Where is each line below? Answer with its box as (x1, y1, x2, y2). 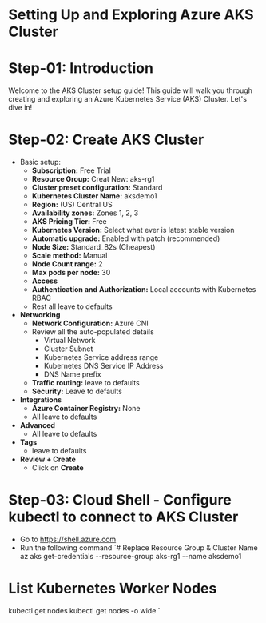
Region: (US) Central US (31, 200, 113, 210)
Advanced (19, 421, 56, 430)
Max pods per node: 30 (31, 268, 111, 278)
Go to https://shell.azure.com (19, 534, 117, 544)
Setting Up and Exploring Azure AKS (8, 6, 254, 24)
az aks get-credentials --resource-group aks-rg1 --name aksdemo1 (19, 552, 242, 561)
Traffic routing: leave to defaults (31, 378, 140, 388)
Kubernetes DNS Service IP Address (43, 361, 164, 371)
